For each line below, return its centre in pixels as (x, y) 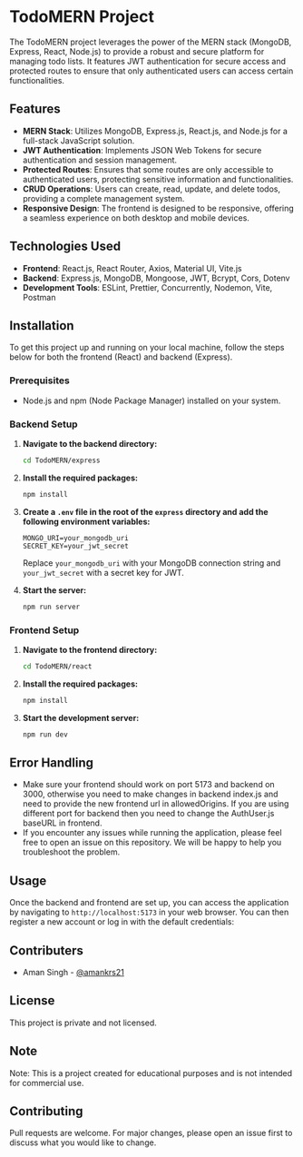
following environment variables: (86, 521)
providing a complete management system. (103, 198)
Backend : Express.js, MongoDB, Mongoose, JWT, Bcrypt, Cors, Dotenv (156, 278)
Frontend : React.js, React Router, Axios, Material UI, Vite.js (132, 268)
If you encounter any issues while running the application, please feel (152, 833)
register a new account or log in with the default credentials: (122, 922)
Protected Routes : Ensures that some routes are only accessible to (148, 169)
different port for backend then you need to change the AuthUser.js (148, 814)
